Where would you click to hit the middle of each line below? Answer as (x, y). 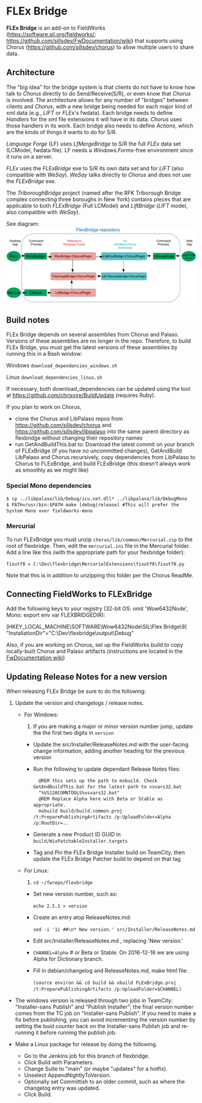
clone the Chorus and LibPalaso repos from (69, 419)
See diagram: (23, 223)
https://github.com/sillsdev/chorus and (63, 425)
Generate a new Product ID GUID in (77, 834)
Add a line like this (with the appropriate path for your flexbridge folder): (96, 552)
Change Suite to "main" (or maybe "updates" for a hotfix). (96, 1069)
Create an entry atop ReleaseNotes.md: (82, 918)
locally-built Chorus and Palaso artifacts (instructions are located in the (94, 651)
